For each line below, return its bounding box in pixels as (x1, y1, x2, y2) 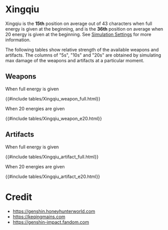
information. (5, 37, 31, 43)
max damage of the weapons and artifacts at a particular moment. (5, 57, 145, 63)
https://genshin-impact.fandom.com (12, 219, 89, 225)
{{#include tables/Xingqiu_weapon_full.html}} (5, 95, 101, 101)
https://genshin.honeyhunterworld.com (12, 208, 95, 214)
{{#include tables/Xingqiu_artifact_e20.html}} (5, 173, 101, 180)
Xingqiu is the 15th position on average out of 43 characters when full (5, 20, 152, 27)
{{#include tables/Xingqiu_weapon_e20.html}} (5, 115, 102, 121)
